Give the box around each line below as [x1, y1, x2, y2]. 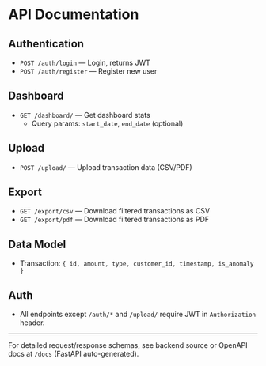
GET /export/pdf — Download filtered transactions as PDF [19, 215, 210, 225]
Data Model [8, 237, 66, 251]
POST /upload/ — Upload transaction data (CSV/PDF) [19, 162, 192, 172]
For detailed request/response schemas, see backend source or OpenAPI [8, 341, 248, 350]
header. [19, 318, 45, 327]
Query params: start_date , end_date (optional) [31, 119, 184, 128]
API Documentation [8, 6, 139, 24]
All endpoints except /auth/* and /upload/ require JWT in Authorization [19, 310, 256, 319]
